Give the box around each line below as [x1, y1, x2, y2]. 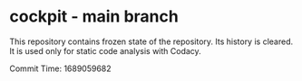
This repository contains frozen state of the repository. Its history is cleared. [9, 36, 293, 47]
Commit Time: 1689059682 [9, 63, 112, 74]
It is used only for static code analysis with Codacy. [9, 45, 201, 56]
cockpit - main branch [9, 6, 179, 27]
